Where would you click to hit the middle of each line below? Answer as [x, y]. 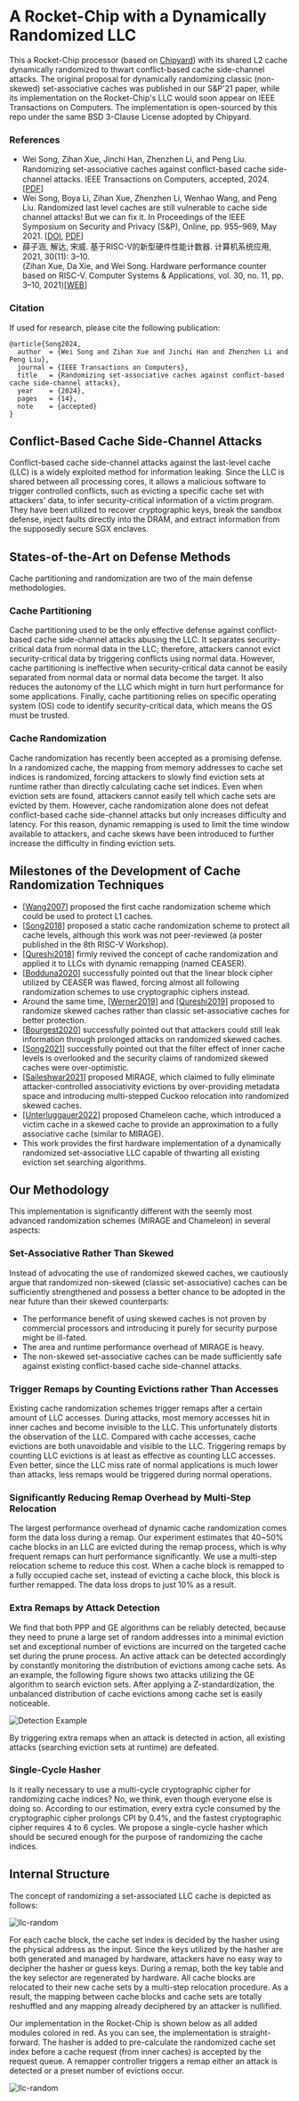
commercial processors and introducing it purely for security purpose [149, 1328]
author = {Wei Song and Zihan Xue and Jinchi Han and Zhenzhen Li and [153, 352]
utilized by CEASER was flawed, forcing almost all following [131, 982]
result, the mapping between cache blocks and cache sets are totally [136, 1996]
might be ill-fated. [55, 1337]
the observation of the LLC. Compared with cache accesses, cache [133, 1437]
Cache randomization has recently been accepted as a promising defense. [146, 758]
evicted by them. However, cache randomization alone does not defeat [139, 805]
